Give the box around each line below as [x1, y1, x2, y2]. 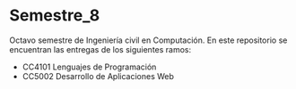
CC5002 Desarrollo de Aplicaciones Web [22, 70, 175, 81]
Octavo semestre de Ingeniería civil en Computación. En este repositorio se [9, 35, 288, 45]
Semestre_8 [9, 5, 100, 26]
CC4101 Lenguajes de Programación [22, 61, 157, 72]
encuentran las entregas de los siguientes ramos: [9, 44, 192, 54]
